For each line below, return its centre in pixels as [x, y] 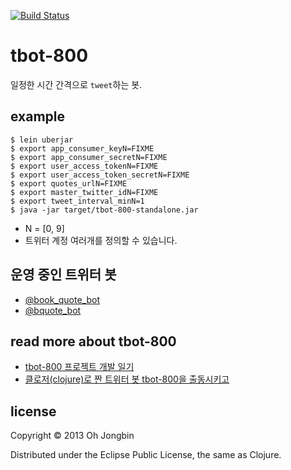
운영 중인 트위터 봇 [63, 275]
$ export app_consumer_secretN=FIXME [89, 157]
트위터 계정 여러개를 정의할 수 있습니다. [101, 240]
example [38, 116]
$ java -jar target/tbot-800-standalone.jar [104, 210]
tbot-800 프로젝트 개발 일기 [79, 367]
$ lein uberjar [42, 140]
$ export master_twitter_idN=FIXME [84, 192]
